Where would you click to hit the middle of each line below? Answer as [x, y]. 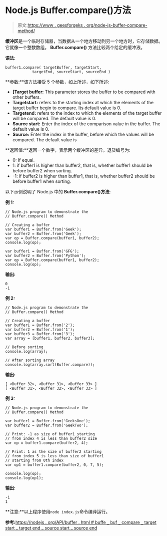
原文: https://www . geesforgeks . [51, 25]
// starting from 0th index [34, 460]
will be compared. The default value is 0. [54, 118]
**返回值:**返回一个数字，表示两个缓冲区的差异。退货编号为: [68, 150]
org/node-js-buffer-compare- [117, 25]
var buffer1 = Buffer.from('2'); [40, 325]
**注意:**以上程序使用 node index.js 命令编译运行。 [58, 511]
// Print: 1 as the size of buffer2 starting [53, 451]
